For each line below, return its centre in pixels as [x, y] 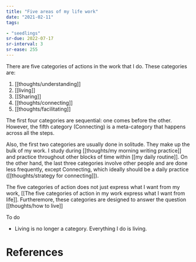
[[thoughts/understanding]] [48, 84]
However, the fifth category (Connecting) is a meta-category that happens [96, 127]
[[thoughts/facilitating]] [43, 109]
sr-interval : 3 [25, 44]
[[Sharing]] [28, 96]
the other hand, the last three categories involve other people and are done [97, 163]
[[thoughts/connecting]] [44, 102]
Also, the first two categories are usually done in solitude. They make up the [98, 144]
